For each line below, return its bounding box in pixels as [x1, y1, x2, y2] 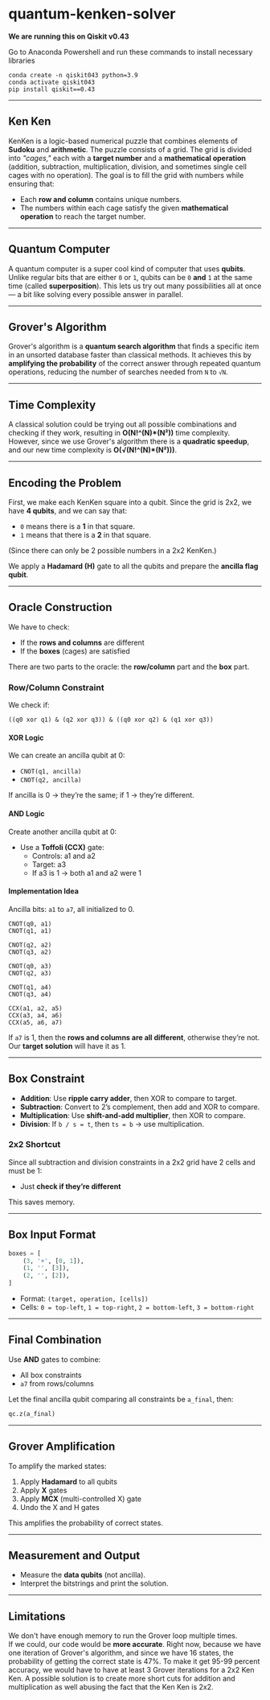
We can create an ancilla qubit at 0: [8, 750, 125, 761]
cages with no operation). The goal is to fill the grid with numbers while [8, 170, 244, 179]
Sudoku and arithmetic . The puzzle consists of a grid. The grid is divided [8, 144, 252, 154]
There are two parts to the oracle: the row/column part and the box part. [8, 662, 250, 671]
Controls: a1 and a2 [31, 851, 96, 860]
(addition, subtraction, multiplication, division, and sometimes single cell [8, 162, 247, 171]
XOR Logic [8, 732, 44, 742]
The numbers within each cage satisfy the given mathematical [19, 203, 229, 212]
